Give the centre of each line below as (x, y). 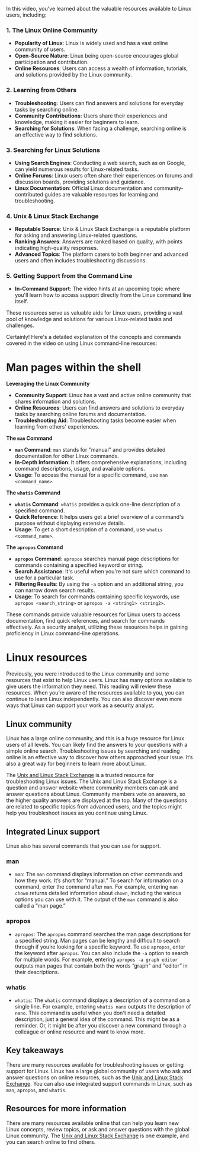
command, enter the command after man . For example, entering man (96, 887)
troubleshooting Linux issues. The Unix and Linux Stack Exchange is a (92, 781)
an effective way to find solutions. (56, 134)
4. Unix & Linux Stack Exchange (52, 216)
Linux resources (47, 657)
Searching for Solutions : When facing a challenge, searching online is (100, 128)
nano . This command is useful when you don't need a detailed (90, 1013)
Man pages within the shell (74, 367)
